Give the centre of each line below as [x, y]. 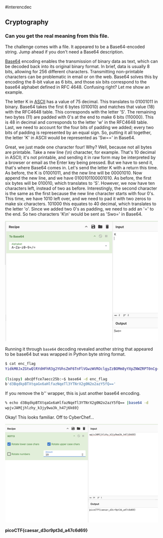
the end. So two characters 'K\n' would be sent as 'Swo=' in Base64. [74, 214]
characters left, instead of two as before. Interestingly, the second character [81, 188]
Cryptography [27, 22]
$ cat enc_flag [20, 363]
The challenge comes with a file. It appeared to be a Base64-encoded [75, 47]
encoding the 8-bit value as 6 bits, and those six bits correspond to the [76, 82]
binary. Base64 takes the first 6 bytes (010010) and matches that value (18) [80, 107]
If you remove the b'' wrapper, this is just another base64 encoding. [73, 393]
